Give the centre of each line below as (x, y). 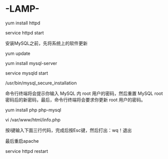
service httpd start (25, 33)
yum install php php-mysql (33, 110)
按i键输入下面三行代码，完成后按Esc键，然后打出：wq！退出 (68, 130)
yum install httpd (23, 23)
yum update (18, 53)
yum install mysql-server (31, 63)
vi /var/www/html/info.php (33, 119)
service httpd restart (27, 151)
